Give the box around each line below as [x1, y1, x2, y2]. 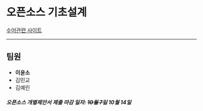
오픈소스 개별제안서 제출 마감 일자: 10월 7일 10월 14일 [6, 99, 132, 106]
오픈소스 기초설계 [6, 5, 87, 19]
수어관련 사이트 [6, 27, 42, 34]
